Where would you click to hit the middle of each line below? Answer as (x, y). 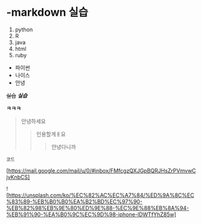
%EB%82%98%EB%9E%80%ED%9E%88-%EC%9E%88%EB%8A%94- (98, 208)
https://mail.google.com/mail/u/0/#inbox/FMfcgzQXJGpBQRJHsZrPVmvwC (102, 170)
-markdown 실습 (47, 12)
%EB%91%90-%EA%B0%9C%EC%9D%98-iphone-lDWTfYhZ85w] (91, 214)
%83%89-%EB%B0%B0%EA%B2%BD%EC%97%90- (74, 201)
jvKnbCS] (18, 177)
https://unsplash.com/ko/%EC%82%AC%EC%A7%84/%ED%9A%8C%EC (101, 195)
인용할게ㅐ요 (51, 134)
